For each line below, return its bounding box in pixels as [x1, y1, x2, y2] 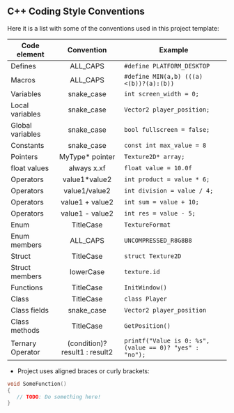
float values [10, 163, 49, 173]
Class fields [10, 305, 49, 315]
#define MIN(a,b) [124, 73, 182, 80]
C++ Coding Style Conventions [7, 6, 145, 17]
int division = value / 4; [124, 186, 214, 195]
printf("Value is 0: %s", [124, 336, 210, 345]
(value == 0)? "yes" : [124, 343, 200, 352]
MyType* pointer [58, 151, 116, 161]
